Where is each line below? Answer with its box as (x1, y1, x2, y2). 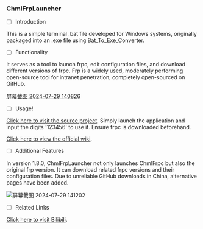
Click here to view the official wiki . (6, 135, 93, 143)
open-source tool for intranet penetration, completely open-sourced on (6, 74, 185, 81)
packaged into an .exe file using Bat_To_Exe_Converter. (6, 37, 145, 44)
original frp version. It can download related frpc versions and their (6, 166, 175, 173)
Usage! (15, 105, 34, 112)
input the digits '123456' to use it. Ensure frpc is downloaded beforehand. (6, 124, 191, 131)
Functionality (15, 49, 48, 56)
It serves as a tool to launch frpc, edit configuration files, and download (6, 61, 186, 68)
